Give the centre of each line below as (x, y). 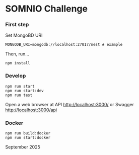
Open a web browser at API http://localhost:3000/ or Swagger (70, 104)
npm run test (19, 95)
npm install (18, 63)
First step (17, 25)
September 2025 (23, 147)
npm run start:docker (28, 138)
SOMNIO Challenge (47, 9)
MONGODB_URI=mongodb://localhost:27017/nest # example (64, 45)
